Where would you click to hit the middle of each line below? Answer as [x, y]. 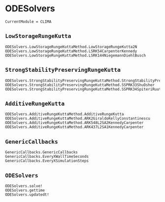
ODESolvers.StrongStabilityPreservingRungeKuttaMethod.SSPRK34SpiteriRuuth [84, 89]
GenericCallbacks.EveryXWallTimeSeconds [47, 157]
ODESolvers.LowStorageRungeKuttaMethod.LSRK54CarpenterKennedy [71, 51]
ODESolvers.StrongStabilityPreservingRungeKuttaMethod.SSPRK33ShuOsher [80, 85]
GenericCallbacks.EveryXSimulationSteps [47, 161]
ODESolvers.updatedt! [27, 195]
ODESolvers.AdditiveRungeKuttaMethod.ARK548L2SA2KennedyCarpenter [74, 123]
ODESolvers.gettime [25, 190]
